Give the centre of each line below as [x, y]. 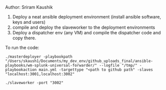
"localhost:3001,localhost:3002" [40, 74]
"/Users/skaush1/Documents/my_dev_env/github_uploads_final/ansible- [79, 61]
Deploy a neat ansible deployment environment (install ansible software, [87, 17]
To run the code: [22, 47]
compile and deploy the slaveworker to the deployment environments [84, 27]
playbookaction [21, 70]
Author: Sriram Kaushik [29, 7]
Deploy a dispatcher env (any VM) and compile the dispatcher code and [86, 33]
